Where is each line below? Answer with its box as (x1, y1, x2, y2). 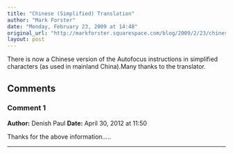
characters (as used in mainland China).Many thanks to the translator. (7, 62, 206, 71)
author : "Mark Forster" (7, 17, 76, 24)
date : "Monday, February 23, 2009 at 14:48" (7, 23, 138, 30)
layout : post (7, 36, 45, 43)
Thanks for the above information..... (7, 132, 112, 141)
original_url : (7, 29, 49, 37)
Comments (7, 83, 56, 94)
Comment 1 (7, 103, 46, 113)
